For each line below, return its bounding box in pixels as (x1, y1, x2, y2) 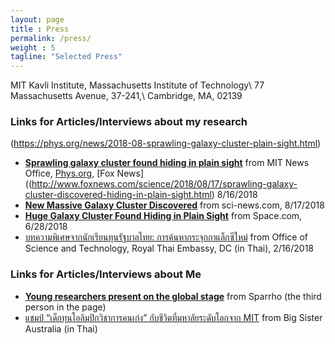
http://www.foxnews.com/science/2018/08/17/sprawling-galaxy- (31, 178, 298, 190)
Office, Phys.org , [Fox (24, 167, 115, 180)
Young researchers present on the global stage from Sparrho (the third (24, 290, 322, 302)
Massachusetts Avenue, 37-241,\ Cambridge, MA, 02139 (10, 90, 243, 102)
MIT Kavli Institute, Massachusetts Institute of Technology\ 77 (10, 79, 265, 91)
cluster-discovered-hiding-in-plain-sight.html (24, 189, 212, 201)
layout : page (10, 14, 65, 25)
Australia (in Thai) (24, 322, 98, 335)
